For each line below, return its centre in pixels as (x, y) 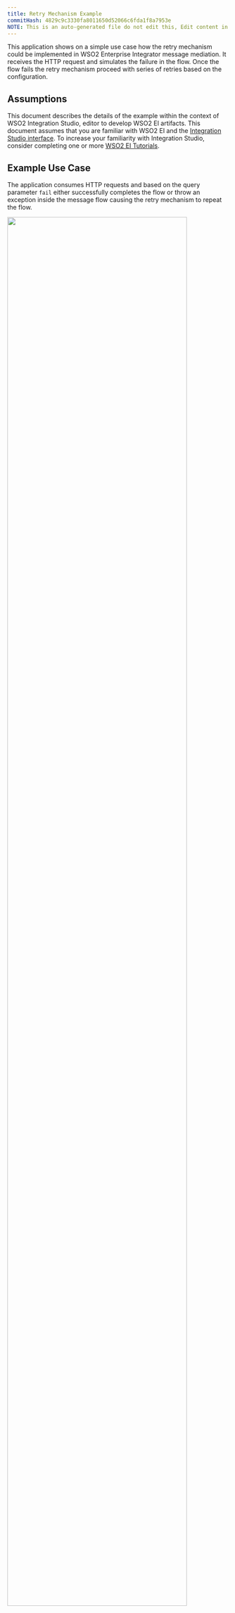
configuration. (27, 77)
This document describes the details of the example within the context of (113, 116)
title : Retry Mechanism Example (55, 14)
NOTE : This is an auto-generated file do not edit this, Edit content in (118, 27)
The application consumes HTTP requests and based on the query (104, 185)
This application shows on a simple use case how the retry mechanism (110, 47)
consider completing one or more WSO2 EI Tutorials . (83, 146)
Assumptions (37, 99)
